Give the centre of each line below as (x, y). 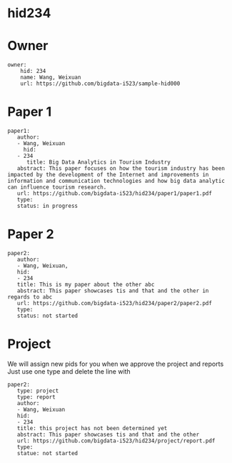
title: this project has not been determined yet (92, 428)
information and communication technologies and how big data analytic (116, 181)
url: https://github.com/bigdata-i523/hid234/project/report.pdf (116, 441)
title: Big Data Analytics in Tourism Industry (99, 162)
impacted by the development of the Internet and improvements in (108, 175)
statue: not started (47, 453)
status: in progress (47, 206)
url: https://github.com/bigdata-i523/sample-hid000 (100, 84)
